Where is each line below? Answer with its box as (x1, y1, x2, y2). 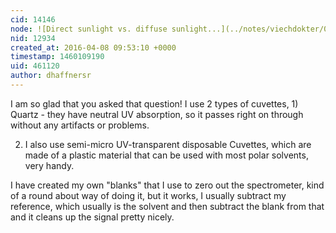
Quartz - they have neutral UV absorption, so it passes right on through (10, 108, 304, 120)
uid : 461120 (10, 61, 60, 71)
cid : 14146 (10, 14, 56, 25)
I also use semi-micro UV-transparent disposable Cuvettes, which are (24, 138, 312, 150)
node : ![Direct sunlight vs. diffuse (10, 24, 168, 34)
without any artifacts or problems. (10, 119, 150, 131)
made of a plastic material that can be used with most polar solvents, (24, 149, 309, 161)
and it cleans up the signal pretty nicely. (10, 211, 175, 223)
